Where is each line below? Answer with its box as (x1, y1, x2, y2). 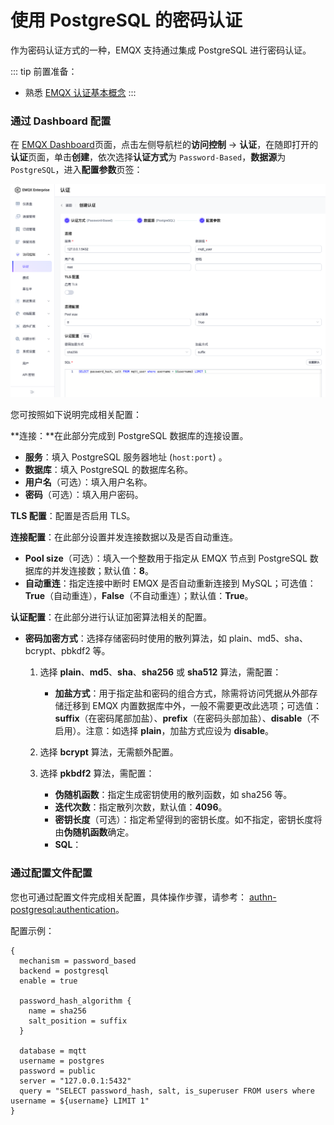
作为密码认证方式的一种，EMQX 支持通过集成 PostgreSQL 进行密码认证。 (10, 44, 312, 56)
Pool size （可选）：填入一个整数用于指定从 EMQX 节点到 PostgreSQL (24, 552, 308, 565)
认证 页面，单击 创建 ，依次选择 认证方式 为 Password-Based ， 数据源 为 (10, 151, 287, 163)
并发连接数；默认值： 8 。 (51, 565, 154, 577)
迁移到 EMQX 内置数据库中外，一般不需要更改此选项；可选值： (63, 700, 323, 712)
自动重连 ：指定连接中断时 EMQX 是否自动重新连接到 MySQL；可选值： (24, 577, 317, 590)
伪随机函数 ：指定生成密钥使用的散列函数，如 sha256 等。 (54, 789, 293, 801)
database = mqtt (19, 1046, 87, 1056)
